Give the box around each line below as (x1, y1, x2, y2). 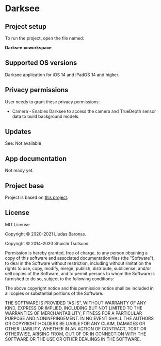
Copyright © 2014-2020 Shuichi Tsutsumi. (5, 240, 90, 246)
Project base (5, 181, 44, 190)
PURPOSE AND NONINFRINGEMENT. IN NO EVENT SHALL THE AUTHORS (5, 315, 154, 321)
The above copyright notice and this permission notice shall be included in (5, 285, 154, 291)
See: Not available (5, 140, 41, 146)
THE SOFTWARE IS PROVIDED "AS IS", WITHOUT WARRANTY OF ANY (5, 300, 146, 306)
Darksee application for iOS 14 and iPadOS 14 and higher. (5, 72, 120, 77)
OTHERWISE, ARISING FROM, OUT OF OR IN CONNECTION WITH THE (5, 331, 146, 337)
